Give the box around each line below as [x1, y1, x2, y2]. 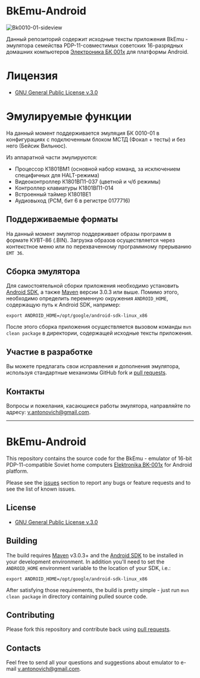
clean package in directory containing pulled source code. [6, 593, 148, 600]
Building [6, 536, 37, 546]
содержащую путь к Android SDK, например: [6, 301, 121, 309]
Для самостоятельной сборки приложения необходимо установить [6, 282, 179, 289]
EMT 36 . [6, 249, 24, 256]
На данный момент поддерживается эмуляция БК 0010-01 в [6, 130, 160, 137]
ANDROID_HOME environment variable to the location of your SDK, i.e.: [6, 564, 171, 571]
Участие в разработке [6, 347, 93, 357]
